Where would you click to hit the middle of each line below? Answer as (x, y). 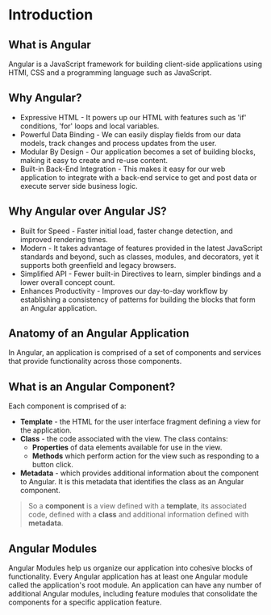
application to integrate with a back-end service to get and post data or (138, 177)
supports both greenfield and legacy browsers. (98, 265)
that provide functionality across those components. (95, 362)
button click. (53, 465)
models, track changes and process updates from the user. (118, 143)
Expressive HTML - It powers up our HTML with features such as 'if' (133, 117)
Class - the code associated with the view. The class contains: (124, 439)
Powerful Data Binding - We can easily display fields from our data (130, 134)
